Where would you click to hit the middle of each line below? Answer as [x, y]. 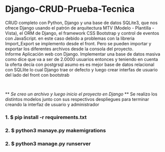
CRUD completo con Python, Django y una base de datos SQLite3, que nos [82, 23]
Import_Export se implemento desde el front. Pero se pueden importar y [78, 43]
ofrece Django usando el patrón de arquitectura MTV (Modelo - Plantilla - [80, 28]
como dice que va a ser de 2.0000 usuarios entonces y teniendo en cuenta [82, 59]
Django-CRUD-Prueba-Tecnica [70, 9]
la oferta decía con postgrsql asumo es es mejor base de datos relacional [80, 64]
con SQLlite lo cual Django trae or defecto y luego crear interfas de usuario [82, 69]
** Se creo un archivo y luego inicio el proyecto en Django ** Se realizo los [81, 94]
